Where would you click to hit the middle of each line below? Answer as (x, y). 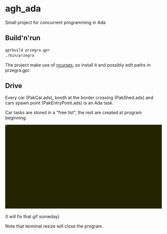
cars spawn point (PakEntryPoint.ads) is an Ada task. (59, 103)
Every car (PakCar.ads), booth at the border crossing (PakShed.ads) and (79, 98)
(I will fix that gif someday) (32, 216)
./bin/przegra (20, 55)
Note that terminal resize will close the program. (54, 226)
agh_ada (23, 9)
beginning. (16, 118)
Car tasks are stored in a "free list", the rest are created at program (74, 113)
